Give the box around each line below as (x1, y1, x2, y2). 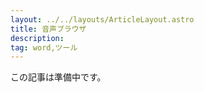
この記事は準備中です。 (10, 71, 107, 83)
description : (10, 33, 65, 43)
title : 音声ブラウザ (10, 24, 87, 34)
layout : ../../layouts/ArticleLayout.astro (10, 14, 195, 25)
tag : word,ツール (10, 42, 78, 53)
